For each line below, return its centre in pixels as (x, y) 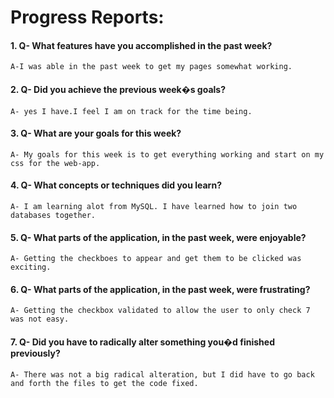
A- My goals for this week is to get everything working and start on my (167, 154)
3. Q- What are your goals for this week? (96, 133)
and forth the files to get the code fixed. (104, 383)
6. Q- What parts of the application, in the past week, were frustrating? (160, 289)
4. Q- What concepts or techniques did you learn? (116, 185)
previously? (35, 353)
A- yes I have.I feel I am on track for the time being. (131, 111)
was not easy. (40, 319)
